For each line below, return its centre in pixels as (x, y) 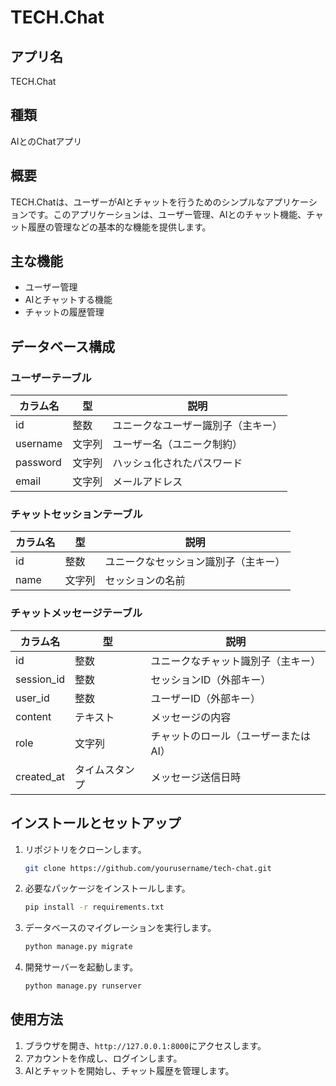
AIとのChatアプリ (46, 141)
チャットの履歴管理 (64, 312)
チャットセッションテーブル (76, 514)
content (33, 716)
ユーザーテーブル (51, 378)
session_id (40, 679)
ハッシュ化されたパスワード (177, 463)
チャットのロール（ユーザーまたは (231, 736)
